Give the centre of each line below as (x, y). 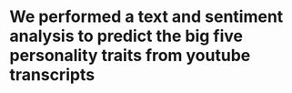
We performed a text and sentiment (146, 17)
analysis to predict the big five (126, 36)
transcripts (52, 75)
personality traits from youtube (130, 56)
